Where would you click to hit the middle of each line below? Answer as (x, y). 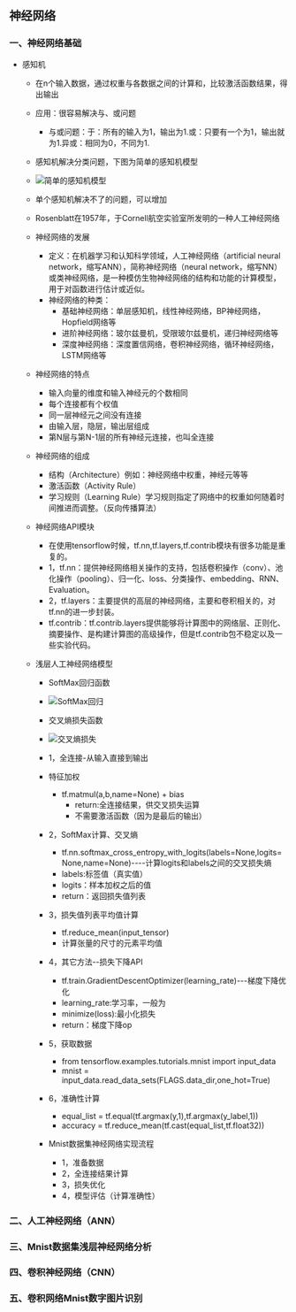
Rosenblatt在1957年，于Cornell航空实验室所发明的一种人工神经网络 (157, 218)
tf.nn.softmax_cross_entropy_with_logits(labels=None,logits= (172, 852)
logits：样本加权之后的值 (106, 885)
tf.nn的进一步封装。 (83, 611)
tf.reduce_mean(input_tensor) (115, 932)
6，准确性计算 (74, 1098)
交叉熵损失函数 (76, 720)
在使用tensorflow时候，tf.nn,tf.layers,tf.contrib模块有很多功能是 (163, 545)
